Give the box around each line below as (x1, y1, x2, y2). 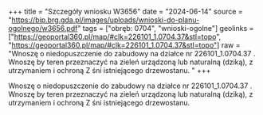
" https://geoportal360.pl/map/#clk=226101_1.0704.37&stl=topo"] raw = (8, 40, 241, 50)
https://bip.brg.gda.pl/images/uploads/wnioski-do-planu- (11, 15, 200, 25)
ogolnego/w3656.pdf (8, 24, 78, 33)
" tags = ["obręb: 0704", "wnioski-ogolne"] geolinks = (77, 24, 254, 33)
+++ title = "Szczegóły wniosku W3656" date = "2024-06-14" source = (8, 7, 243, 16)
